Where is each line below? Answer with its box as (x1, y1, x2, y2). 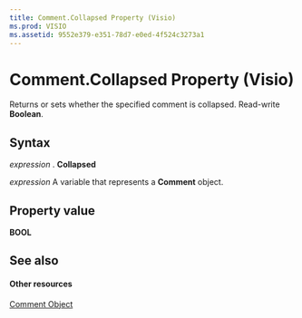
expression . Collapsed (9, 159, 97, 170)
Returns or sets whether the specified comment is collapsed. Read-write (9, 99, 280, 110)
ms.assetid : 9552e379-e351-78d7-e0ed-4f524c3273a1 (9, 30, 205, 39)
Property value (9, 203, 95, 218)
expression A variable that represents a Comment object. (9, 177, 224, 188)
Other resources (9, 278, 73, 289)
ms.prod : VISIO (9, 22, 67, 31)
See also (9, 253, 59, 268)
